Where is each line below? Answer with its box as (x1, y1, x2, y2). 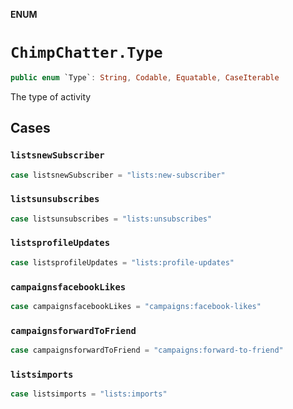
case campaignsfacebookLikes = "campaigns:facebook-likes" (10, 302, 262, 312)
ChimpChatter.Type (10, 44, 163, 63)
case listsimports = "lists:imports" (10, 389, 168, 399)
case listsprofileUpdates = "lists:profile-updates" (10, 257, 235, 268)
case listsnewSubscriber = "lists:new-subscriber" (10, 170, 226, 180)
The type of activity (10, 90, 92, 103)
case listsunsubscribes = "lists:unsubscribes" (10, 214, 213, 224)
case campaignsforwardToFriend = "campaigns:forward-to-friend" (10, 345, 284, 356)
